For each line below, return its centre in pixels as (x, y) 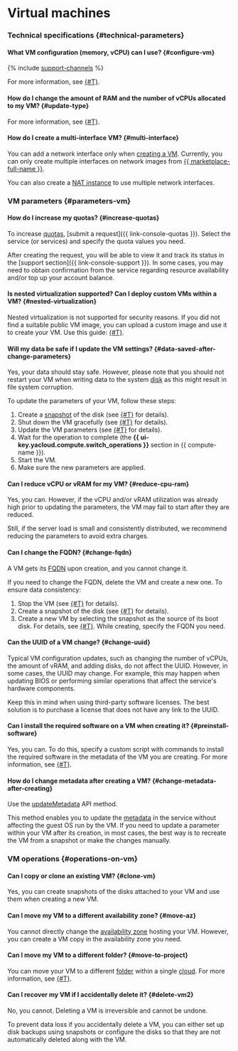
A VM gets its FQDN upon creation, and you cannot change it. (98, 568)
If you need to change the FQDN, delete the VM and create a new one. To (115, 582)
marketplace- (211, 161)
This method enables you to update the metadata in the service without (112, 818)
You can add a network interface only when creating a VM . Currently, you (115, 154)
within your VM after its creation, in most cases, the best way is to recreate (117, 833)
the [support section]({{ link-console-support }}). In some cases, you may (115, 262)
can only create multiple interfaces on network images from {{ (98, 161)
